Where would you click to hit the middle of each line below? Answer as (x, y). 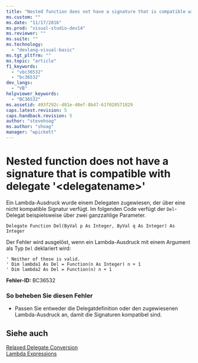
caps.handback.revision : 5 (39, 115)
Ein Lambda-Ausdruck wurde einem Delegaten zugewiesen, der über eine (96, 202)
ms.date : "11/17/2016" (34, 22)
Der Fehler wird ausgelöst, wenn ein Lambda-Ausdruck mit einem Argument (98, 242)
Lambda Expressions (32, 354)
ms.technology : (25, 45)
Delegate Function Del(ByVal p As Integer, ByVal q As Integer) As (91, 226)
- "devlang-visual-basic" (43, 50)
